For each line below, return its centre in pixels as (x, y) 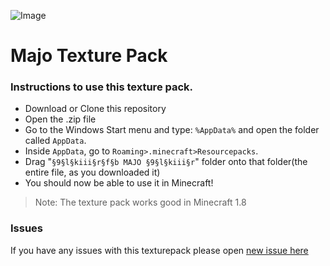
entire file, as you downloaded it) (92, 172)
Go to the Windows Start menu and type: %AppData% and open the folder (172, 130)
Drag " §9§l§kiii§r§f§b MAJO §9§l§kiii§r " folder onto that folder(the (166, 162)
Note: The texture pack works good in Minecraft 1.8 (140, 202)
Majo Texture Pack (89, 56)
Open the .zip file (60, 119)
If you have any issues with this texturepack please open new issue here (159, 250)
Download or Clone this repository (95, 109)
